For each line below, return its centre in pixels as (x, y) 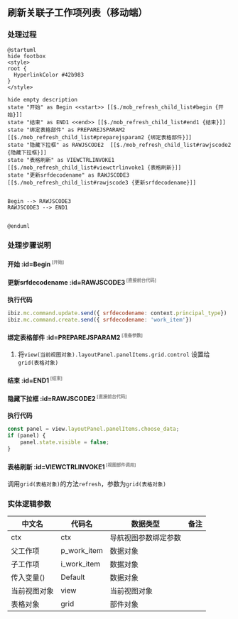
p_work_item (82, 551)
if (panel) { (27, 436)
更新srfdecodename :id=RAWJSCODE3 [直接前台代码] (82, 282)
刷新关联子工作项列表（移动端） (77, 13)
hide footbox (27, 56)
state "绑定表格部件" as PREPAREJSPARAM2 (66, 130)
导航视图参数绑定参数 (145, 538)
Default (73, 577)
